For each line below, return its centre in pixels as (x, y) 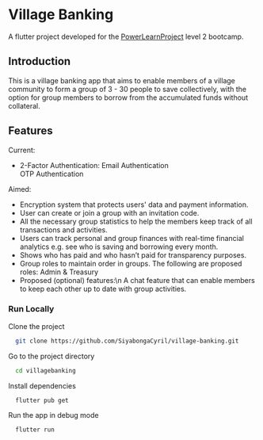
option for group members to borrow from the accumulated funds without (128, 98)
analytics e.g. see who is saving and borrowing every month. (119, 247)
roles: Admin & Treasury (59, 272)
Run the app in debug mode (53, 415)
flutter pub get (42, 400)
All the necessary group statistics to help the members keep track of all (136, 221)
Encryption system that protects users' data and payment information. (134, 205)
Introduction (40, 61)
